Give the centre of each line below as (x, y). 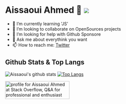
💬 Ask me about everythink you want (50, 39)
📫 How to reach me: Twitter (41, 45)
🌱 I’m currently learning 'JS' (40, 24)
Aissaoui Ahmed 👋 (44, 10)
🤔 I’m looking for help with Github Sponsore (57, 34)
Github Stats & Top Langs (45, 62)
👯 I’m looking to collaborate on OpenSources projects (66, 29)
